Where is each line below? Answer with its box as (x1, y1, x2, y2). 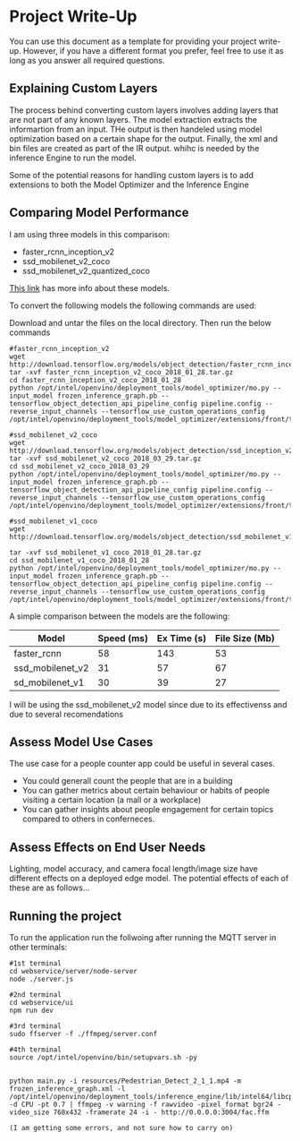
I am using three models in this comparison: (9, 228, 171, 239)
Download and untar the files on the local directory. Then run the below (9, 317, 272, 328)
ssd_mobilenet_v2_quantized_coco (21, 265, 150, 276)
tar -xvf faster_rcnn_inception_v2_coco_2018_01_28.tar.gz (9, 367, 234, 377)
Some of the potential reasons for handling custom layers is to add (9, 169, 254, 180)
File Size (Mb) (214, 631, 275, 644)
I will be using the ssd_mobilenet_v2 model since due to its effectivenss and (9, 699, 287, 709)
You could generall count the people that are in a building (21, 776, 234, 786)
